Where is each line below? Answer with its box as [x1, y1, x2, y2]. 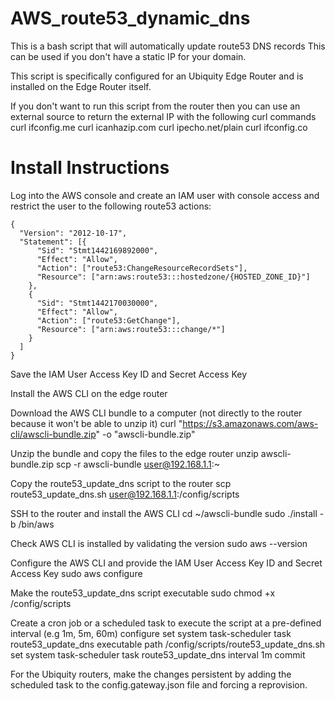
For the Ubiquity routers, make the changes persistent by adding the [10, 668, 292, 680]
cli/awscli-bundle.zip [10, 428, 97, 440]
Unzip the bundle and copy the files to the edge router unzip [10, 447, 259, 459]
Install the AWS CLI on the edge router [10, 387, 168, 399]
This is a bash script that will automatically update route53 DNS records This [10, 40, 326, 52]
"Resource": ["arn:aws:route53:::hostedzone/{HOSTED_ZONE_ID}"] [36, 272, 311, 282]
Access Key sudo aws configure [10, 567, 143, 579]
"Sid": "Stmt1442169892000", [36, 245, 159, 256]
